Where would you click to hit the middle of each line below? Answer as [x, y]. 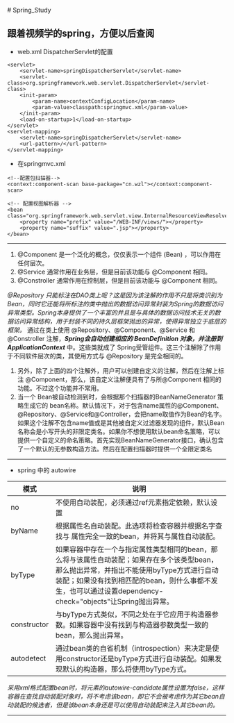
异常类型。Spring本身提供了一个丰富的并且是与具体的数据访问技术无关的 [111, 313]
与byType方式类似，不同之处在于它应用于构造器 [133, 614]
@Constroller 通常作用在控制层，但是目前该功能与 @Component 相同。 [119, 280]
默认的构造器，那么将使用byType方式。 [126, 669]
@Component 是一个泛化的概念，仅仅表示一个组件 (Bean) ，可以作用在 [119, 254]
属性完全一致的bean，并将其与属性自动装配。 [145, 536]
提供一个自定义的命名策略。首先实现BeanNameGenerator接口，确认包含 [120, 440]
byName [24, 531]
